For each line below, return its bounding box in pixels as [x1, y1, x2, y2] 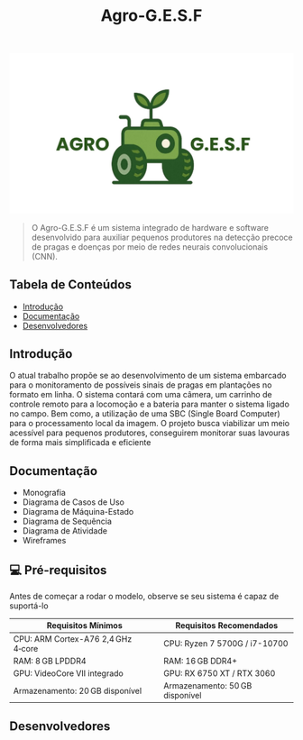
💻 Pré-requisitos [9, 562, 107, 578]
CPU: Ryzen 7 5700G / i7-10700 [163, 638, 289, 649]
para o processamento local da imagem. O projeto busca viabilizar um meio [9, 418, 290, 429]
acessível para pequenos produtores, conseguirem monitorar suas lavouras [9, 427, 290, 438]
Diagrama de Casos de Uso [22, 497, 124, 507]
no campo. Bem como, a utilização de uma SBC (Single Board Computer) [9, 408, 281, 419]
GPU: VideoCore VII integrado [13, 668, 124, 679]
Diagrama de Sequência [22, 516, 113, 527]
